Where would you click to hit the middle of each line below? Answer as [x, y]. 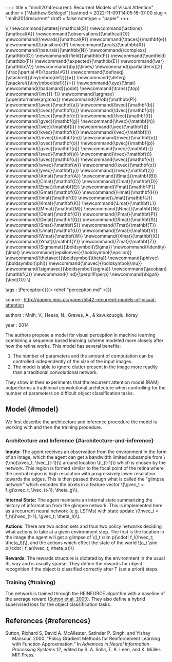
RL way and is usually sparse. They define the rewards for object [74, 564]
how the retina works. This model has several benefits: [63, 346]
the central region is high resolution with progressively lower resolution [80, 474]
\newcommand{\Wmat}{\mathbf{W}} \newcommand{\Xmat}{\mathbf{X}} [83, 236]
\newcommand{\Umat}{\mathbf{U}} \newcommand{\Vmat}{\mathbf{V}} [81, 230]
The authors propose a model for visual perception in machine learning [80, 335]
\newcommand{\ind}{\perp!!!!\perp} [71, 274]
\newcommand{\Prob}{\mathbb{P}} [99, 99]
